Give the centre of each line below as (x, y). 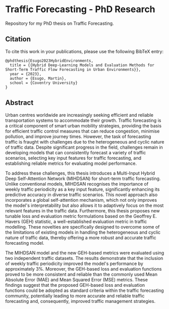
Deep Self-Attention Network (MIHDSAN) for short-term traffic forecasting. (83, 179)
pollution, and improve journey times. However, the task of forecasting (78, 136)
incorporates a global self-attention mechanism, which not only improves (81, 200)
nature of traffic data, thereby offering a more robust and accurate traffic (81, 237)
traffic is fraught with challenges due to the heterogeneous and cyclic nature (85, 142)
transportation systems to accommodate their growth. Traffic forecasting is (83, 120)
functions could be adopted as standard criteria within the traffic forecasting (84, 290)
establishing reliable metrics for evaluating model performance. (71, 163)
